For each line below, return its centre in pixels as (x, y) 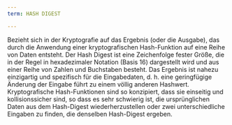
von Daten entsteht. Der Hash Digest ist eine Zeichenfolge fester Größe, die (116, 54)
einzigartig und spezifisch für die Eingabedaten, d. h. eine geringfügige (110, 77)
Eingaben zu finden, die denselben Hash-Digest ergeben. (90, 114)
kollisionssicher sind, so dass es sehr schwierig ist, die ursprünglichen (108, 99)
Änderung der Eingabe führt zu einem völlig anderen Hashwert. (99, 84)
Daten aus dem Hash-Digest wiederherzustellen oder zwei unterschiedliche (116, 106)
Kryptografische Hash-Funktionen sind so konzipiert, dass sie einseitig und (115, 91)
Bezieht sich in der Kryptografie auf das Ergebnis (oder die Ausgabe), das (114, 40)
